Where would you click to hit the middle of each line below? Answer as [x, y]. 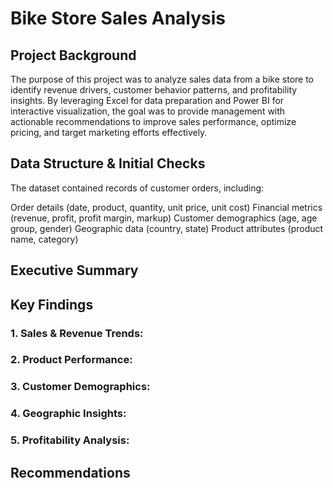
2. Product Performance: [71, 360]
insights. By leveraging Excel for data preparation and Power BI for [147, 100]
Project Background [73, 55]
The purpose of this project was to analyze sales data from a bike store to [162, 79]
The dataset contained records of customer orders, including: [137, 188]
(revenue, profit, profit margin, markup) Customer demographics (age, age [164, 218]
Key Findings [52, 304]
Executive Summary [74, 270]
